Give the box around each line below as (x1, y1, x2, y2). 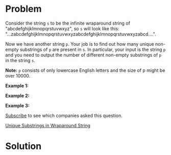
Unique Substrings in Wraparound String (5, 122, 91, 128)
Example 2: (5, 92, 30, 99)
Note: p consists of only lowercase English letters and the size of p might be (5, 67, 165, 73)
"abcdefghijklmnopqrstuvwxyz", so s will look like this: (5, 25, 119, 31)
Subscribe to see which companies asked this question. (5, 112, 123, 119)
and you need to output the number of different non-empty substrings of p (5, 52, 162, 58)
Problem (5, 3, 42, 15)
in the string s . (5, 57, 36, 63)
